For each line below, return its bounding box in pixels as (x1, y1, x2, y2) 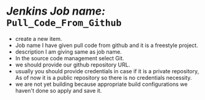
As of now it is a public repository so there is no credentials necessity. (15, 74, 192, 81)
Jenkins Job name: (6, 4, 106, 18)
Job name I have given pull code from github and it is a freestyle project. (15, 41, 198, 49)
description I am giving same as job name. (15, 48, 122, 55)
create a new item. (15, 35, 62, 42)
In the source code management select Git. (15, 54, 124, 62)
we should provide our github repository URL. (15, 61, 130, 68)
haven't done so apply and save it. (15, 87, 102, 94)
